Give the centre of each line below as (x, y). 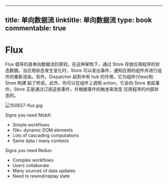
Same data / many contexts (40, 141)
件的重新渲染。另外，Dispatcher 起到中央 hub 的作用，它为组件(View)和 (79, 77)
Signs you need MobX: (28, 115)
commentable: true (36, 28)
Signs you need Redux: (29, 150)
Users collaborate (31, 165)
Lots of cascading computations (45, 135)
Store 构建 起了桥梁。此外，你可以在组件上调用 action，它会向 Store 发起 (80, 83)
